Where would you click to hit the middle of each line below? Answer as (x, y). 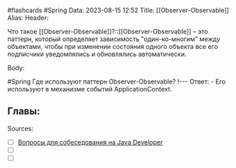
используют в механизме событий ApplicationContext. (90, 89)
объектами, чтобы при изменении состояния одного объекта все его (113, 46)
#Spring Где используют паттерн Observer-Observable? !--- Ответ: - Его (117, 82)
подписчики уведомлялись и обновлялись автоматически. (97, 54)
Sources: (21, 128)
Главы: (24, 112)
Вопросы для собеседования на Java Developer (90, 142)
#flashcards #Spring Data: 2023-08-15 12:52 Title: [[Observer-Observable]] (118, 10)
